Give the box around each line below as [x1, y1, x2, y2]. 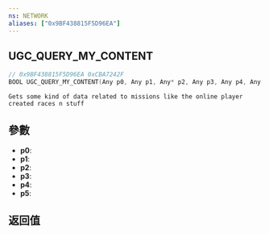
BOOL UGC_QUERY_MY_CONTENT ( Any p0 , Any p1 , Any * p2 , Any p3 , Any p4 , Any [8, 78, 262, 86]
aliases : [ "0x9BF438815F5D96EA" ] [8, 19, 121, 27]
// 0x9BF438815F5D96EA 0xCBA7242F [8, 70, 125, 79]
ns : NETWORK [8, 11, 48, 20]
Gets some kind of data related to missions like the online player [8, 93, 243, 101]
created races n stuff [8, 100, 85, 108]
